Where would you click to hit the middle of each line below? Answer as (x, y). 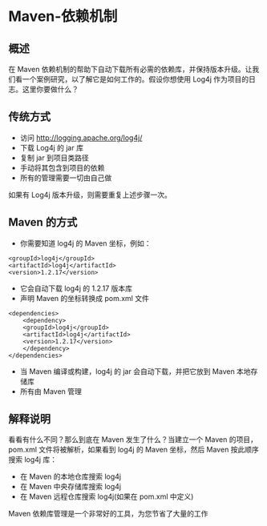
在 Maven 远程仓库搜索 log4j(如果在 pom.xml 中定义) (107, 496)
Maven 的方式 (43, 222)
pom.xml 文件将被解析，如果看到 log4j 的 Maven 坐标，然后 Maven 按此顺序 (133, 450)
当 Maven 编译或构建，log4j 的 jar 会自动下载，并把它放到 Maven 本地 (135, 371)
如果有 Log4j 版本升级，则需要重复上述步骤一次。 (90, 195)
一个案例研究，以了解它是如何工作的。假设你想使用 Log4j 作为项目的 (136, 79)
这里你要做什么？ (50, 89)
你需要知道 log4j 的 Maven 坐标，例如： (85, 243)
